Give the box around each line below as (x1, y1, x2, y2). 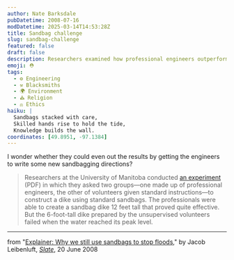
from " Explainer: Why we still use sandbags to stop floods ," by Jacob (7, 238, 205, 246)
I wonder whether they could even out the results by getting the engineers (7, 153, 220, 161)
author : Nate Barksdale (7, 10, 77, 17)
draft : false (7, 49, 45, 56)
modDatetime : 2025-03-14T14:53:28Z (7, 23, 111, 30)
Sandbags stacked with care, (13, 114, 98, 121)
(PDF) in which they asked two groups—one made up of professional (24, 181, 223, 189)
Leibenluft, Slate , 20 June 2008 (7, 245, 98, 254)
